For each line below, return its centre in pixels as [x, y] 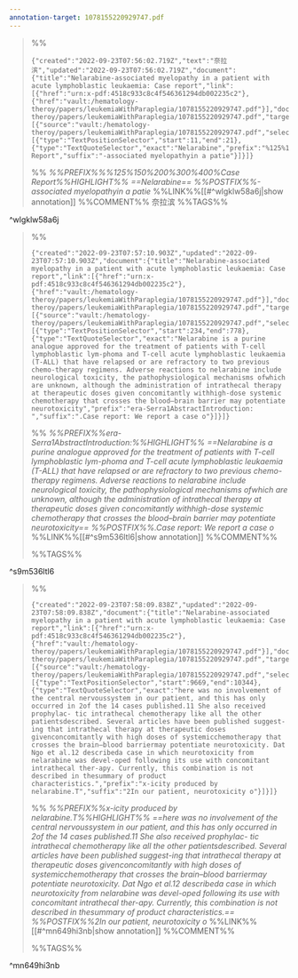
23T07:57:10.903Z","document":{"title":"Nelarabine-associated [150, 261]
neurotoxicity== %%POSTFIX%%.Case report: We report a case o [153, 527]
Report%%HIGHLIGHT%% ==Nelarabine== [111, 181]
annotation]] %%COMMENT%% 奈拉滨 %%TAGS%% [129, 202]
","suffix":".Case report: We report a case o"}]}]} [130, 416]
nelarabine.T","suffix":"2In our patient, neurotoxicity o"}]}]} [154, 791]
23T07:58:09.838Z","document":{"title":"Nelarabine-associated [150, 613]
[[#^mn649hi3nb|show [73, 931]
